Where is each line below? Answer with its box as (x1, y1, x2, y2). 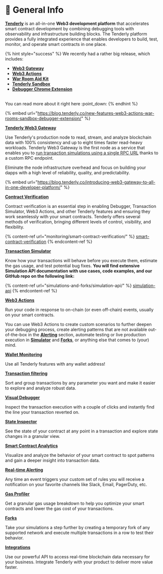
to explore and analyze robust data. (5, 385, 77, 391)
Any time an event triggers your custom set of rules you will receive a (5, 476, 144, 482)
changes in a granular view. (5, 433, 61, 439)
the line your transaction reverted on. (5, 409, 80, 415)
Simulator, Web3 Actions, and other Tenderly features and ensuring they (5, 208, 150, 214)
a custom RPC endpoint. (5, 155, 54, 161)
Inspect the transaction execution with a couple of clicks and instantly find (5, 404, 155, 410)
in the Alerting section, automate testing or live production (28, 331, 146, 337)
